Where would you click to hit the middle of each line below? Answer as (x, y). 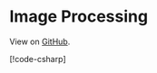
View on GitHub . (40, 41)
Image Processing (78, 17)
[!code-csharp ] (38, 59)
